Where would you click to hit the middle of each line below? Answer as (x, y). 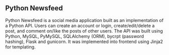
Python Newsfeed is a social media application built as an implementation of (84, 20)
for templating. (20, 46)
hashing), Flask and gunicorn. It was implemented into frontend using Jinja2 (84, 41)
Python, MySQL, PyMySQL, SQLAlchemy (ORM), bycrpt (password (75, 36)
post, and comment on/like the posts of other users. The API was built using (84, 31)
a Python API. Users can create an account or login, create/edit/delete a (80, 25)
